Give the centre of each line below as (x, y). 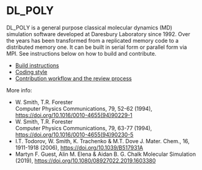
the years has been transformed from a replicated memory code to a (92, 40)
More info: (19, 90)
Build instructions (37, 65)
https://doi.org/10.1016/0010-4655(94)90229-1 (74, 115)
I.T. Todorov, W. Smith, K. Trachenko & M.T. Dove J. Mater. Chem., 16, (102, 141)
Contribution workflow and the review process (74, 78)
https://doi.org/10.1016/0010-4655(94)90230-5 (74, 135)
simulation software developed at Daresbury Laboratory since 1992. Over (98, 34)
